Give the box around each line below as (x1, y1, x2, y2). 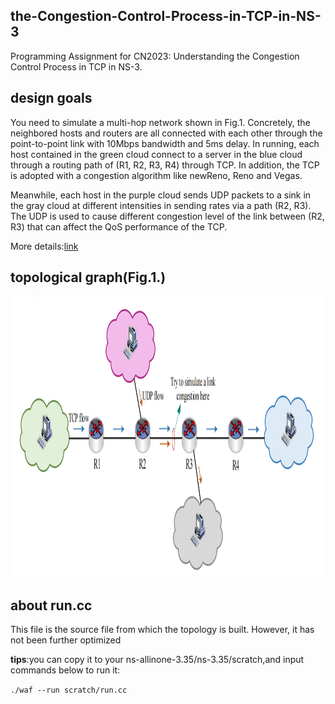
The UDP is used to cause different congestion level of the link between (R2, (10, 210, 325, 222)
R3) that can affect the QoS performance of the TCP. (10, 220, 228, 233)
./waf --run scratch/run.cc (10, 685, 128, 696)
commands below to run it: (10, 664, 121, 676)
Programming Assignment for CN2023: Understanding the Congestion (10, 50, 300, 62)
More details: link (10, 240, 79, 252)
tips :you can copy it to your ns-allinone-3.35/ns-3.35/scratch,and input (10, 654, 305, 666)
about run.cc (10, 597, 93, 614)
